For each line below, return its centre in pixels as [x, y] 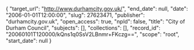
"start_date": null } [29, 41]
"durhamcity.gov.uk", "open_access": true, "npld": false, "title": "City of [95, 21]
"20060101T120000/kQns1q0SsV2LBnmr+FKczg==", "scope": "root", [93, 34]
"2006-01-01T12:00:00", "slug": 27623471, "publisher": [75, 15]
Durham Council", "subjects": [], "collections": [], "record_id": [83, 28]
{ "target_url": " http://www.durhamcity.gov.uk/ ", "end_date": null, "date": [97, 9]
